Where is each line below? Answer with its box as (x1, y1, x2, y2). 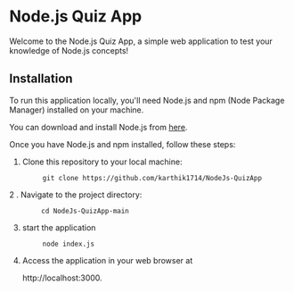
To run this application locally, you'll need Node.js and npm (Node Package (9, 95, 285, 105)
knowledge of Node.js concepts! (9, 45, 129, 55)
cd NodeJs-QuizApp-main (41, 206, 129, 215)
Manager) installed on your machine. (9, 104, 144, 115)
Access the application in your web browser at (21, 254, 193, 265)
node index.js (42, 239, 95, 248)
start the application (21, 221, 96, 233)
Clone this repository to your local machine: (21, 156, 183, 167)
